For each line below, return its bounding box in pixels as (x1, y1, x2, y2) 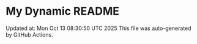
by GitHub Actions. (6, 31, 53, 38)
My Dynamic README (6, 4, 120, 18)
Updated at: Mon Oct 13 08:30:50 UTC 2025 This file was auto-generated (6, 24, 191, 32)
